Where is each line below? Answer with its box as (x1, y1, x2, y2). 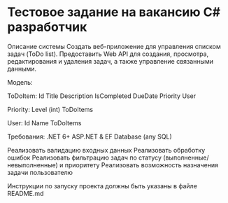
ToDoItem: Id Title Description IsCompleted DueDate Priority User (7, 92, 197, 100)
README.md (7, 189, 44, 197)
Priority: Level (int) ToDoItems (7, 105, 93, 113)
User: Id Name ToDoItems (7, 118, 82, 127)
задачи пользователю (7, 168, 73, 176)
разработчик (7, 19, 87, 35)
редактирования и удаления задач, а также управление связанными (7, 57, 213, 65)
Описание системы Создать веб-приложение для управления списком (7, 42, 222, 50)
